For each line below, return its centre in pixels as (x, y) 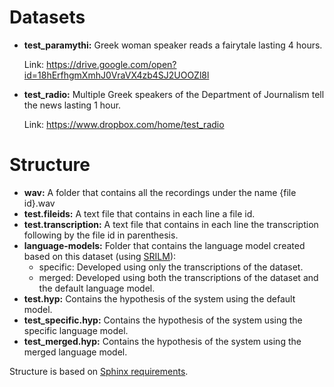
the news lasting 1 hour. (72, 105)
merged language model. (75, 352)
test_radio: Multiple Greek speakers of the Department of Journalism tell (174, 94)
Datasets (47, 17)
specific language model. (76, 330)
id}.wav (39, 203)
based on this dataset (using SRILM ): (100, 256)
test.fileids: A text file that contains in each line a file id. (139, 213)
